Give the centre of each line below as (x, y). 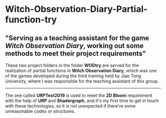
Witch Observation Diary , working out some (75, 46)
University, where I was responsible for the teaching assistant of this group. (82, 81)
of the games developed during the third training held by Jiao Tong (73, 76)
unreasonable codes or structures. (40, 111)
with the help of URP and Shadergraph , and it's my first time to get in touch (82, 101)
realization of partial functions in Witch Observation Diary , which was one (81, 71)
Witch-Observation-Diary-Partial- (76, 9)
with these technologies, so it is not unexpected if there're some (70, 106)
